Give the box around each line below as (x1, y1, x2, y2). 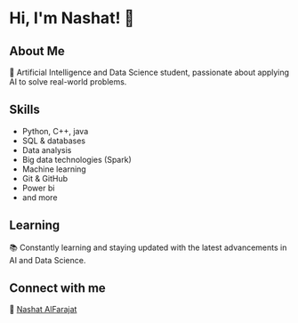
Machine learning (21, 164, 86, 174)
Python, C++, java (21, 125, 89, 136)
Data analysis (21, 144, 72, 155)
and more (21, 191, 58, 203)
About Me (9, 44, 65, 59)
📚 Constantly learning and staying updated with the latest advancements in (9, 242, 287, 253)
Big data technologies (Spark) (21, 154, 132, 165)
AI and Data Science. (9, 254, 86, 265)
